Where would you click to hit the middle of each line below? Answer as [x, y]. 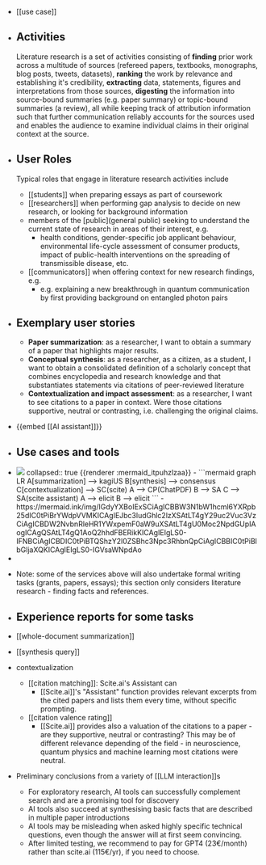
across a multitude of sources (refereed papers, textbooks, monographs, [137, 65]
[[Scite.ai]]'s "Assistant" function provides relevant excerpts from [148, 692]
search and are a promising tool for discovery [104, 800]
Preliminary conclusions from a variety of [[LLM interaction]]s [118, 776]
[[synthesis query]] [48, 652]
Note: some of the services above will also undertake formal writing [128, 574]
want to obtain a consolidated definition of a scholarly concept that [139, 368]
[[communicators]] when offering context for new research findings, [141, 272]
